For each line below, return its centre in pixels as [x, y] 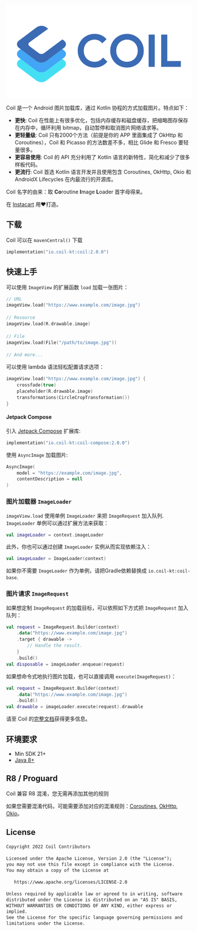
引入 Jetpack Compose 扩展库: [44, 431]
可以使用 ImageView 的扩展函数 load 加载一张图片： [67, 287]
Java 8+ [24, 760]
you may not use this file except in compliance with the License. [91, 864]
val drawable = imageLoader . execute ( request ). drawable [75, 707]
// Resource [21, 318]
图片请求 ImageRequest [37, 594]
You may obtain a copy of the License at [58, 870]
